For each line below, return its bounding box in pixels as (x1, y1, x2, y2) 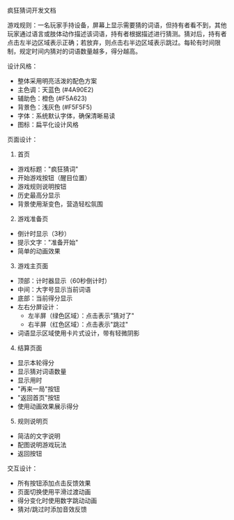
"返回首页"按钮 (17, 394, 61, 401)
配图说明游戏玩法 (17, 440, 67, 449)
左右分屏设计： (17, 303, 61, 311)
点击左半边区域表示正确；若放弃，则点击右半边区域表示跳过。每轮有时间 (7, 38, 214, 47)
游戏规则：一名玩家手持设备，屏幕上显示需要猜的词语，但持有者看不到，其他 (7, 21, 227, 29)
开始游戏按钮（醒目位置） (17, 174, 91, 181)
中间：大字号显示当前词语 (17, 285, 91, 293)
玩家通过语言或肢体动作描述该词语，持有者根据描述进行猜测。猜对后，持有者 (7, 30, 227, 38)
